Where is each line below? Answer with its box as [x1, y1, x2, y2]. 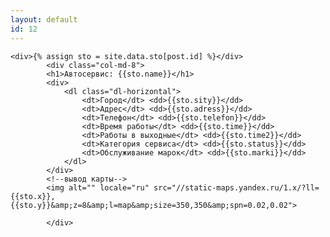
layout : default [10, 14, 78, 25]
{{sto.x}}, [10, 191, 56, 201]
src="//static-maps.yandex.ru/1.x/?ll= [153, 182, 320, 193]
